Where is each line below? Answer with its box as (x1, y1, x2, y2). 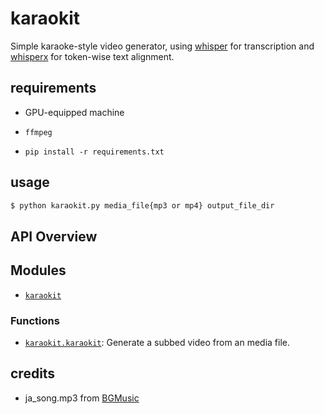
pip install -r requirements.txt (24, 147, 165, 157)
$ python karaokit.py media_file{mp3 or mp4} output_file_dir (10, 200, 275, 211)
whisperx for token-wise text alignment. (10, 50, 175, 62)
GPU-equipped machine (24, 106, 125, 118)
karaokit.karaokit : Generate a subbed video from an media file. (24, 336, 291, 348)
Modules (10, 262, 67, 279)
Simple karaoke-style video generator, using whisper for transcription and (10, 40, 315, 52)
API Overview (10, 228, 98, 245)
